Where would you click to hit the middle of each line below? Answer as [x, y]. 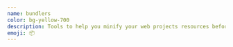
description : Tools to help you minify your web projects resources [108, 26]
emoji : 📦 [21, 33]
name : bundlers [29, 13]
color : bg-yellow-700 [38, 20]
